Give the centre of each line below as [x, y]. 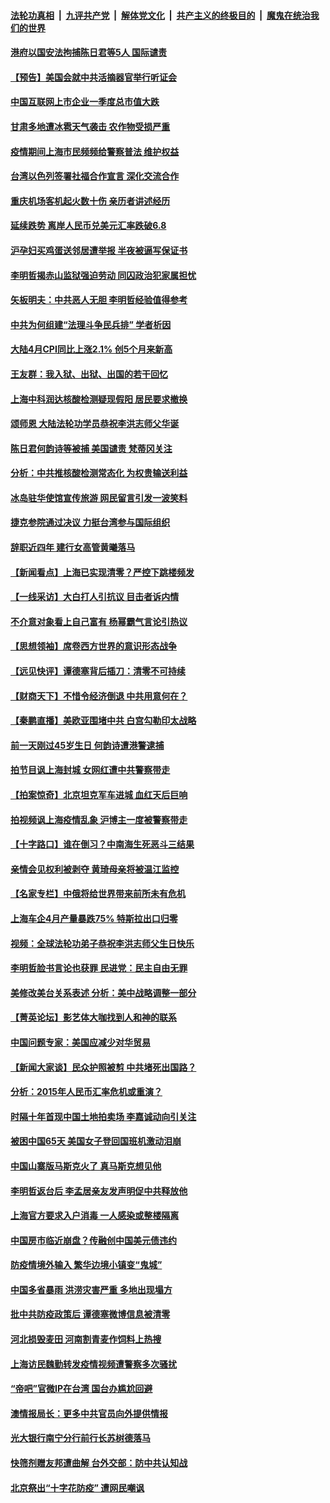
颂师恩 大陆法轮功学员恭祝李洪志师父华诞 [95, 424]
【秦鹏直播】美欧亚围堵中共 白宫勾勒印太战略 [103, 721]
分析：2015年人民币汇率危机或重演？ [86, 1092]
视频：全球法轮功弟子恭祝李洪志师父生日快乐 [102, 943]
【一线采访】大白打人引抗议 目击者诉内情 [95, 597]
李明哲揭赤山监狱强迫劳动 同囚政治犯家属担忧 [103, 275]
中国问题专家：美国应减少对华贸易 [80, 1042]
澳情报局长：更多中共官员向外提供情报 [89, 1413]
